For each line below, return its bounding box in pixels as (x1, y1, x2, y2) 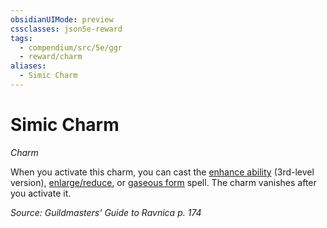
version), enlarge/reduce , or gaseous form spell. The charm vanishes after (10, 176, 317, 188)
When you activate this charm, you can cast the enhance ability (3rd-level (10, 166, 315, 178)
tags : (10, 33, 33, 43)
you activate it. (10, 187, 72, 199)
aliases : (10, 61, 47, 71)
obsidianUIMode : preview (10, 14, 114, 25)
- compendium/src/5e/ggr (19, 42, 123, 53)
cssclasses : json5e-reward (10, 24, 123, 34)
